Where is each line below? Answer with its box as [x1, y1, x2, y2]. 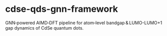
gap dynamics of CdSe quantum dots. [5, 25, 84, 31]
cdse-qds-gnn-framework [5, 3, 118, 15]
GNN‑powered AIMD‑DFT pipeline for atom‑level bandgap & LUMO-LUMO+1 [5, 20, 162, 26]
